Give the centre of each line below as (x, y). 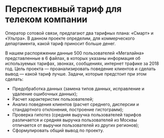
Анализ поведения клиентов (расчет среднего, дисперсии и (75, 104)
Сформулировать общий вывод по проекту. (58, 130)
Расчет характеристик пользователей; (53, 99)
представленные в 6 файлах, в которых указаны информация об (73, 58)
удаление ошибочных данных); (45, 94)
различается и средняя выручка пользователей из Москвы (75, 120)
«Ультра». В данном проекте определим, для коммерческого (70, 38)
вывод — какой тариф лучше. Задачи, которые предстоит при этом (76, 74)
